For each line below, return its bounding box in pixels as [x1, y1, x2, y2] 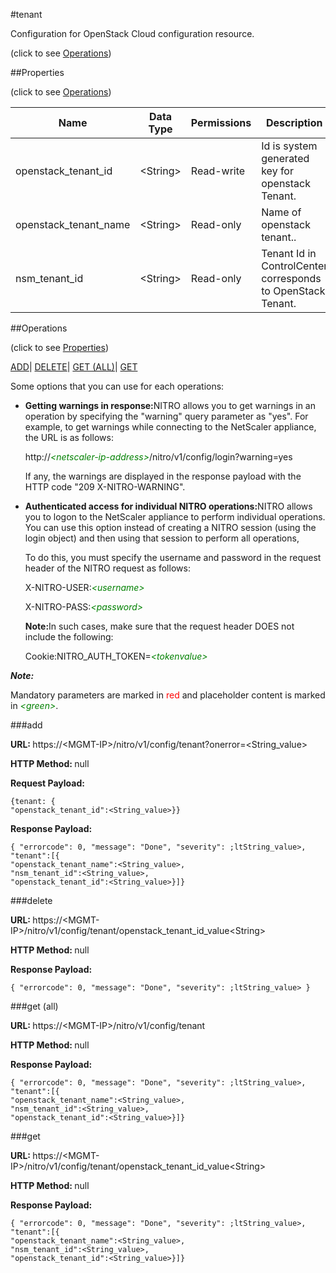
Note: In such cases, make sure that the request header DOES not [24, 620, 295, 632]
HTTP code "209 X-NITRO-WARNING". [24, 481, 186, 493]
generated [261, 152, 310, 165]
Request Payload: [10, 777, 85, 789]
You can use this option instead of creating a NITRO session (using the [24, 522, 317, 533]
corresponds [261, 272, 322, 285]
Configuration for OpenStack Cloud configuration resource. [10, 28, 255, 39]
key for [261, 164, 294, 178]
